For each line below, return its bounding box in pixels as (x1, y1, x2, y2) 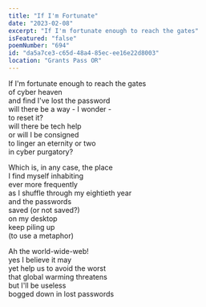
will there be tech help (8, 121, 82, 131)
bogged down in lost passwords (8, 289, 115, 298)
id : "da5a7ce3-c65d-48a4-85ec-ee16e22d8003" (8, 49, 160, 57)
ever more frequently (8, 179, 79, 189)
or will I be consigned (8, 129, 79, 139)
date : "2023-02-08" (8, 19, 74, 27)
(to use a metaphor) (8, 231, 75, 240)
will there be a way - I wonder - (8, 104, 112, 113)
